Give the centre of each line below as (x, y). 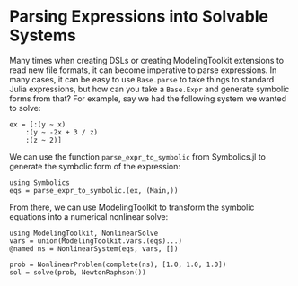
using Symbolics (39, 182)
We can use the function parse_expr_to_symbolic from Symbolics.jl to (138, 156)
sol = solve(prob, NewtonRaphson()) (78, 272)
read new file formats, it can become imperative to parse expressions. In (143, 70)
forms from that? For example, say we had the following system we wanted (148, 98)
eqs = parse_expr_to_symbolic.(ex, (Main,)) (94, 190)
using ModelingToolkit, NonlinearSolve (84, 233)
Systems (43, 35)
